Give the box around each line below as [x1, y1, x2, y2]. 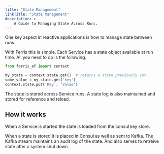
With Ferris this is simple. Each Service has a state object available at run [5, 49, 154, 55]
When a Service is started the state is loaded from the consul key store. [5, 123, 150, 129]
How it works [5, 110, 46, 119]
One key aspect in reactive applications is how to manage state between [5, 34, 152, 40]
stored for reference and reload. [5, 96, 70, 102]
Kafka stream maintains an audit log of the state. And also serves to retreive [5, 138, 159, 144]
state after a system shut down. [5, 143, 69, 149]
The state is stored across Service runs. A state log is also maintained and [5, 91, 156, 96]
